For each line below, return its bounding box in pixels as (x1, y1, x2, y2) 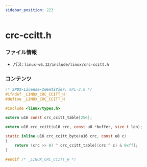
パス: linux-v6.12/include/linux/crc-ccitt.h (12, 61, 109, 67)
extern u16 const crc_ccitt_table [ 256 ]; (5, 115, 93, 120)
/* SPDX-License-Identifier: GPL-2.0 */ (5, 87, 93, 92)
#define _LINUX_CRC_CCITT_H (5, 97, 65, 102)
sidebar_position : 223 (5, 7, 54, 13)
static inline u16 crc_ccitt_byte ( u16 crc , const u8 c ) (5, 133, 127, 138)
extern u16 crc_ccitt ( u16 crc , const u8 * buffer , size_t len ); (5, 124, 143, 129)
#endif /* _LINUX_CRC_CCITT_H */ (5, 157, 77, 162)
